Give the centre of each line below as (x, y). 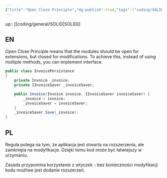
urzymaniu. (17, 155)
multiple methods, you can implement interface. (54, 62)
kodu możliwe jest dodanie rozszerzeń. (45, 170)
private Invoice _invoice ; (42, 81)
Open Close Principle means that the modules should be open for (72, 51)
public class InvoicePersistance (40, 71)
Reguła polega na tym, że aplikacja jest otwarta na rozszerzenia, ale (75, 144)
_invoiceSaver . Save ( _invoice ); (46, 112)
